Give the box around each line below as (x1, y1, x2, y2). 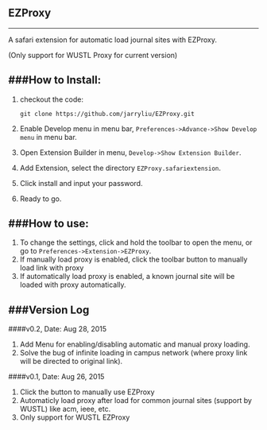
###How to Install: (8, 73, 102, 87)
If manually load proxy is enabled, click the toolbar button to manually (19, 254, 248, 265)
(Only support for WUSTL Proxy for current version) (8, 50, 178, 60)
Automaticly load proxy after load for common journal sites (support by (19, 396, 253, 405)
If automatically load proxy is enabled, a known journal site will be (19, 272, 235, 281)
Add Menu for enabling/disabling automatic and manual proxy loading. (19, 339, 250, 349)
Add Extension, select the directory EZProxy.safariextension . (19, 163, 221, 172)
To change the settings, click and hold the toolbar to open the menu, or (19, 238, 253, 247)
